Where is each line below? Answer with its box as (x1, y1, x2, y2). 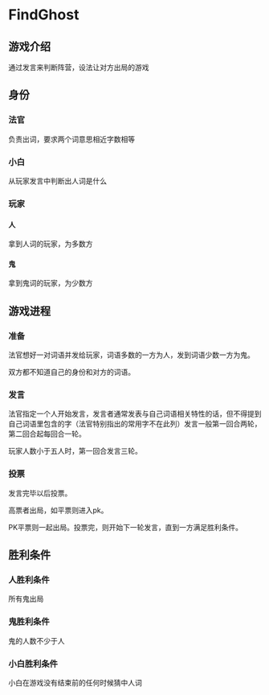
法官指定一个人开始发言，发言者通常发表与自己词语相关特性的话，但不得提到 (8, 409, 262, 419)
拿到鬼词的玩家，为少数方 (8, 278, 93, 288)
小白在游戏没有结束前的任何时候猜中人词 (8, 677, 142, 687)
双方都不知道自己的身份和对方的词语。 (8, 368, 135, 376)
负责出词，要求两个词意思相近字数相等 (8, 134, 135, 144)
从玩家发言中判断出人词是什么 (8, 175, 107, 186)
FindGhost (8, 6, 79, 24)
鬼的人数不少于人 (8, 635, 65, 645)
